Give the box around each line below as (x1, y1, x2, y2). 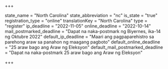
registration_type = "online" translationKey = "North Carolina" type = (5, 18, 148, 23)
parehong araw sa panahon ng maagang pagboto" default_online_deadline (5, 39, 160, 45)
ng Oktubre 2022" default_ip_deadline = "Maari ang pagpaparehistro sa (5, 33, 154, 39)
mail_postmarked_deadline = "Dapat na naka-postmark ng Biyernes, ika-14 (5, 28, 161, 34)
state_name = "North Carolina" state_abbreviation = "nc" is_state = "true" (5, 12, 158, 18)
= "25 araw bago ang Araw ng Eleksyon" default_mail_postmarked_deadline (5, 44, 163, 50)
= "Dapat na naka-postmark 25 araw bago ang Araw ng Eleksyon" (5, 49, 143, 55)
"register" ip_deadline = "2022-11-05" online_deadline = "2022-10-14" (5, 23, 151, 29)
